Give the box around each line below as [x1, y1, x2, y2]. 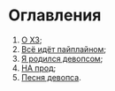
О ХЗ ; [20, 34, 42, 45]
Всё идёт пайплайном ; [20, 43, 107, 54]
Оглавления [8, 5, 102, 26]
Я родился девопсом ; [20, 53, 103, 64]
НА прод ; [20, 63, 57, 73]
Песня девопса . [20, 72, 81, 82]
